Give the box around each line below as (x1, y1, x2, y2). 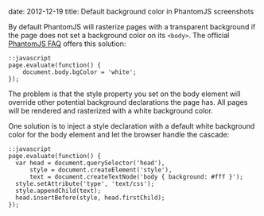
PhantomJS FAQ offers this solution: (8, 39, 126, 48)
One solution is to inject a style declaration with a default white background (8, 121, 255, 130)
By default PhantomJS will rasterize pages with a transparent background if (8, 22, 256, 31)
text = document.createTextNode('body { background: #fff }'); (29, 173, 244, 181)
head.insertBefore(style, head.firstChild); (15, 194, 165, 202)
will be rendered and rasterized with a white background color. (8, 106, 213, 115)
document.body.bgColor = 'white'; (22, 68, 137, 76)
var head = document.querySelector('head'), (15, 159, 165, 167)
